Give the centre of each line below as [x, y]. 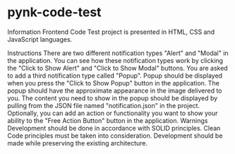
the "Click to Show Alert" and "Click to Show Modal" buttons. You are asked [117, 68]
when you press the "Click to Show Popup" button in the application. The [114, 83]
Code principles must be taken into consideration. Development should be [115, 136]
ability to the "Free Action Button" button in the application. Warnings [108, 120]
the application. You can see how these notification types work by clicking [115, 60]
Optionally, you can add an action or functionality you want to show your [113, 113]
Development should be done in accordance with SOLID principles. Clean [114, 128]
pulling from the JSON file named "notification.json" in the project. [103, 105]
